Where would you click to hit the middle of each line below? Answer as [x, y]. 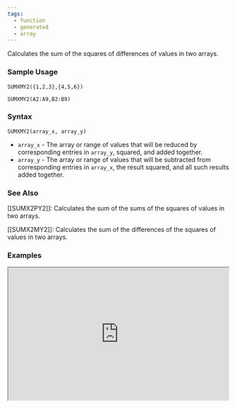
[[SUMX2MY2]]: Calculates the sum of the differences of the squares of [112, 230]
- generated [31, 27]
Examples [25, 255]
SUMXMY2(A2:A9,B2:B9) [39, 99]
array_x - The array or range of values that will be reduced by [107, 144]
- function [30, 21]
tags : [15, 14]
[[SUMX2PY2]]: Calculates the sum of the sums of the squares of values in [116, 209]
